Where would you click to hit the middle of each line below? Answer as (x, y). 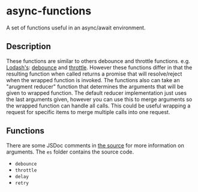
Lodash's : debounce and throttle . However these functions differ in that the (99, 67)
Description (28, 46)
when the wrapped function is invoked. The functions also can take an (93, 80)
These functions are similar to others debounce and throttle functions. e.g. (98, 61)
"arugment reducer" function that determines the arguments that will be (95, 86)
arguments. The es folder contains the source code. (70, 152)
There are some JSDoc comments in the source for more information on (95, 145)
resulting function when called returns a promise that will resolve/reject (94, 74)
